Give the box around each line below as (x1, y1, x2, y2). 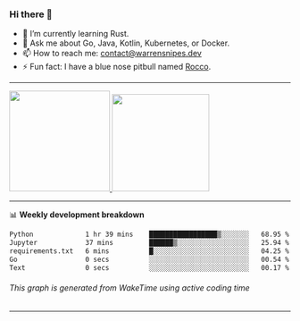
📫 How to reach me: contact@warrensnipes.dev (21, 48, 203, 59)
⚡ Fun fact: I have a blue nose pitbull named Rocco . (21, 62, 212, 72)
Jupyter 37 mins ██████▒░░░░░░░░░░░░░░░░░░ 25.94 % (9, 239, 290, 248)
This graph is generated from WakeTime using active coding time (9, 283, 250, 293)
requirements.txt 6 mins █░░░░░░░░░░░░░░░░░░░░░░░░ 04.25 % (9, 247, 290, 256)
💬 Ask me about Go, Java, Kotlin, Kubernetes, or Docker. (21, 38, 230, 48)
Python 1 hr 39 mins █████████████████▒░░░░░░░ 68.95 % (9, 230, 290, 240)
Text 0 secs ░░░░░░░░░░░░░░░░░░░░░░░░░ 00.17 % (9, 263, 290, 272)
